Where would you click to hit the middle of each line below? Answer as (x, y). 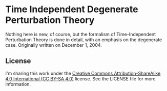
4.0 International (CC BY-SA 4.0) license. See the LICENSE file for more (80, 79)
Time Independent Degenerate (72, 9)
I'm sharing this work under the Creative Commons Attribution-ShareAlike (83, 73)
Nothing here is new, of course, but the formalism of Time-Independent (81, 34)
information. (18, 84)
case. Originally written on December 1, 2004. (54, 45)
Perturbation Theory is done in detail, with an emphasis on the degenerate (84, 40)
